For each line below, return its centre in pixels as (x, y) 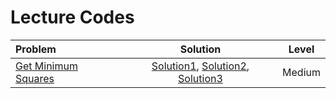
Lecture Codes (72, 17)
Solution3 (200, 78)
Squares (35, 78)
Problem (36, 49)
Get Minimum (46, 66)
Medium (301, 72)
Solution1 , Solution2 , (200, 66)
